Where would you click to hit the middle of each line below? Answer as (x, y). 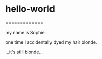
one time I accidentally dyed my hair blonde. (51, 42)
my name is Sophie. (26, 32)
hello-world (30, 9)
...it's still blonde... (24, 52)
